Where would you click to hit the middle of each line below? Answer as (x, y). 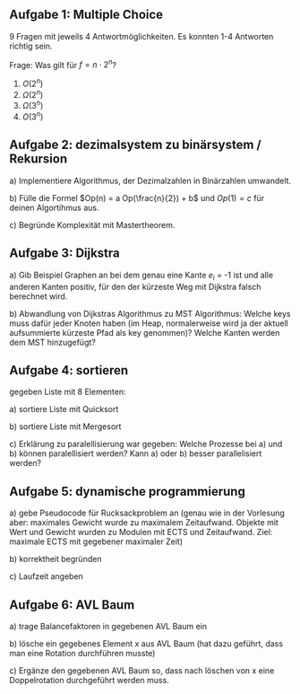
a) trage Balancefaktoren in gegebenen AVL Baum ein (108, 626)
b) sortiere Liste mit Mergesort (65, 426)
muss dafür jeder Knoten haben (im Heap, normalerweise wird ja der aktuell (149, 323)
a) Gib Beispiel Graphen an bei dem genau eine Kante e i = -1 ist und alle (141, 276)
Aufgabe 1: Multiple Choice (86, 15)
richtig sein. (31, 46)
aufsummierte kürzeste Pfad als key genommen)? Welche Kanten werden (145, 332)
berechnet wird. (39, 296)
